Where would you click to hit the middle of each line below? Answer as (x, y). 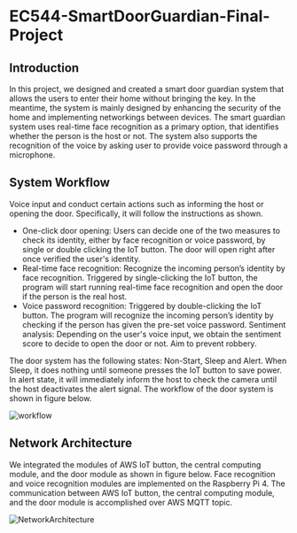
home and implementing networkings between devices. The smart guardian (147, 117)
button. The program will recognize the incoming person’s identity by (148, 315)
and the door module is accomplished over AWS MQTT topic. (121, 502)
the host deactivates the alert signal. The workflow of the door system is (141, 389)
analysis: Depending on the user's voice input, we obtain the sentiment (152, 334)
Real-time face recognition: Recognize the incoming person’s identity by (153, 268)
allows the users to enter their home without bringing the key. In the (133, 98)
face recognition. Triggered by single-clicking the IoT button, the (140, 277)
